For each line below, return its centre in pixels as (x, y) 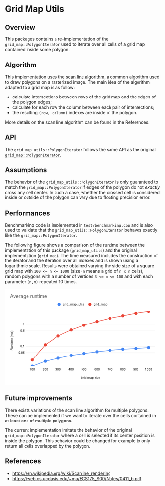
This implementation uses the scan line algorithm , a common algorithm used (82, 77)
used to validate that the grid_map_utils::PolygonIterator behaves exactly (81, 230)
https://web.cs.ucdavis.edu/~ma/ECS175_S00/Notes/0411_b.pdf (77, 478)
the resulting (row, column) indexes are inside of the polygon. (75, 112)
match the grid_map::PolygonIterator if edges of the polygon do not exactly (82, 187)
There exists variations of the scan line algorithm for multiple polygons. (77, 410)
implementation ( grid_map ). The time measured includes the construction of (82, 256)
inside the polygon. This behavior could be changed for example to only (78, 440)
